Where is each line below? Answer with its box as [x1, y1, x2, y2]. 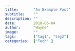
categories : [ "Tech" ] [5, 39, 54, 44]
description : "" [5, 16, 38, 21]
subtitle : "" [5, 12, 38, 17]
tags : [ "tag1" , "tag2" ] [5, 34, 69, 39]
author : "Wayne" [5, 25, 49, 30]
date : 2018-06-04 [5, 20, 56, 26]
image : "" [5, 30, 38, 34]
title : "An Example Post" [5, 7, 71, 12]
